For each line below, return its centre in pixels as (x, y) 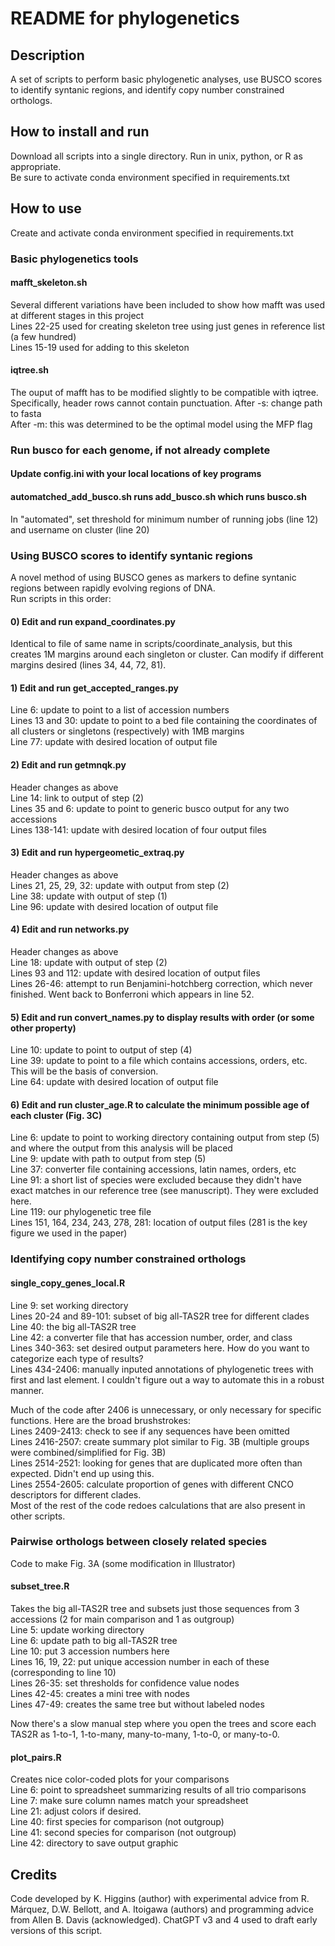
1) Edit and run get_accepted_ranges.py (94, 688)
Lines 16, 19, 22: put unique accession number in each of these (140, 1662)
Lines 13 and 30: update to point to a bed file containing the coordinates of (164, 721)
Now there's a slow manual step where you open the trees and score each (163, 1724)
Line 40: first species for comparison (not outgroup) (117, 1822)
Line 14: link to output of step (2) (77, 798)
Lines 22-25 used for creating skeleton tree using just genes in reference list (167, 326)
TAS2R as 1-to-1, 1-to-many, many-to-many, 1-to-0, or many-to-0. (145, 1734)
